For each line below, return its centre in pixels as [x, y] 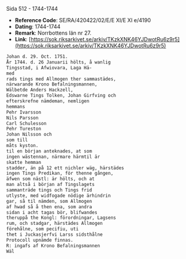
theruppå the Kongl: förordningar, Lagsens [61, 218]
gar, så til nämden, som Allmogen [49, 201]
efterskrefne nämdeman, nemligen [48, 101]
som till [17, 140]
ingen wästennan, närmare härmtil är [53, 157]
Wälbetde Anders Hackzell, [40, 90]
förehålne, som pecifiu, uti [42, 229]
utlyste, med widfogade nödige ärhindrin [59, 196]
